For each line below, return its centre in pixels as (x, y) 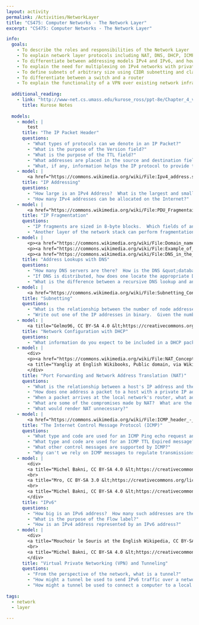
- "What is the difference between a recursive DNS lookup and (107, 282)
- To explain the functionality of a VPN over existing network (98, 83)
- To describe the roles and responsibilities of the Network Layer (103, 50)
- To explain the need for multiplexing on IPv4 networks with (97, 66)
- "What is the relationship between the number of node (99, 309)
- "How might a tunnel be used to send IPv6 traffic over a (103, 580)
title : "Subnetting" (47, 298)
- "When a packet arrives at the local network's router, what (107, 398)
